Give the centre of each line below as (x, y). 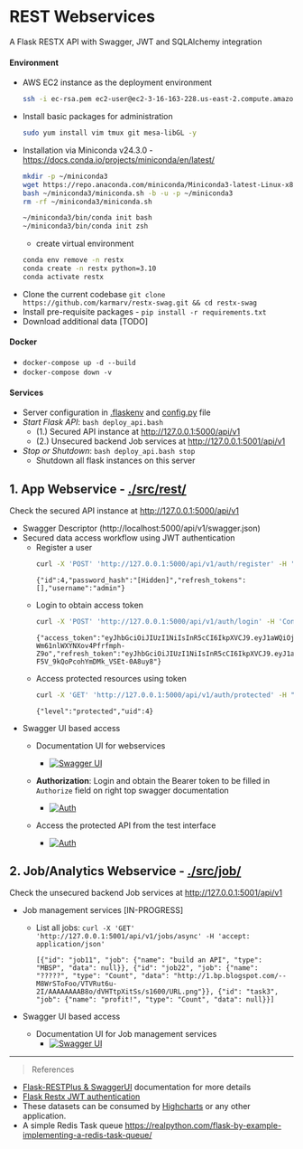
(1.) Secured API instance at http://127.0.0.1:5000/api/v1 (138, 432)
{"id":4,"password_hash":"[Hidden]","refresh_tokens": (141, 580)
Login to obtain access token (90, 605)
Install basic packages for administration (97, 117)
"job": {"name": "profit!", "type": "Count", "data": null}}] (155, 1000)
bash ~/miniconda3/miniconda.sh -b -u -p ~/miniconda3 (128, 193)
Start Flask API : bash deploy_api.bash (93, 422)
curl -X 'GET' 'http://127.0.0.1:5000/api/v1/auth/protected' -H (161, 695)
